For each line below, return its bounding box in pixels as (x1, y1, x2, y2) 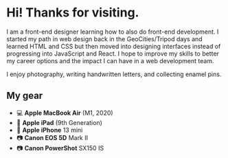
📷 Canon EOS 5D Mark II (16, 133, 89, 142)
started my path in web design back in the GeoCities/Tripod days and (6, 34, 203, 43)
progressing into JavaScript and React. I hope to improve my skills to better (6, 49, 219, 58)
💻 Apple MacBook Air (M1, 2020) (16, 109, 114, 117)
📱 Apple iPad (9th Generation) (16, 118, 102, 126)
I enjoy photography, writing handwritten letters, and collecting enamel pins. (6, 70, 222, 78)
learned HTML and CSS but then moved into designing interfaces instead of (6, 42, 221, 50)
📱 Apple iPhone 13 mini (16, 126, 83, 134)
